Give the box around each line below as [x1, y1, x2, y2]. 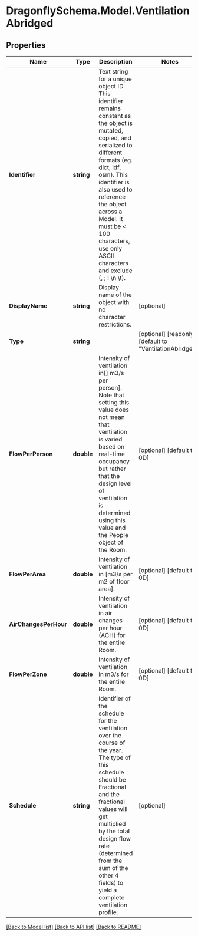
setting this [98, 398, 130, 406]
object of [98, 538, 124, 546]
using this [98, 516, 126, 524]
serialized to [98, 141, 133, 149]
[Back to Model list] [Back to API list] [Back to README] [6, 924, 141, 930]
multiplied [98, 820, 126, 828]
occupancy [98, 457, 130, 465]
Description [99, 58, 133, 65]
